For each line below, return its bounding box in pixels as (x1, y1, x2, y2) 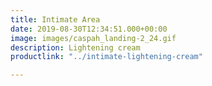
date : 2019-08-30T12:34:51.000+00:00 (10, 24, 168, 34)
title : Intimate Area (10, 14, 101, 25)
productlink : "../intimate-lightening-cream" (10, 52, 203, 62)
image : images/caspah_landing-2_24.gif (10, 33, 177, 43)
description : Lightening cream (10, 42, 141, 53)
